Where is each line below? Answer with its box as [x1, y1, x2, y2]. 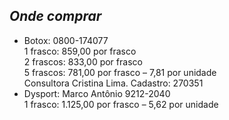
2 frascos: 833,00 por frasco [23, 55, 143, 68]
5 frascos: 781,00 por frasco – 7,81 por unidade [23, 66, 217, 78]
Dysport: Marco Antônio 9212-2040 [23, 87, 171, 99]
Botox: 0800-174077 [23, 34, 109, 46]
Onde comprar [9, 8, 102, 25]
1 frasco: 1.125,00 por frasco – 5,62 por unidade [23, 98, 219, 110]
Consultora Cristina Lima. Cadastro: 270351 [23, 77, 204, 89]
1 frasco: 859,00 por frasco [23, 45, 137, 57]
